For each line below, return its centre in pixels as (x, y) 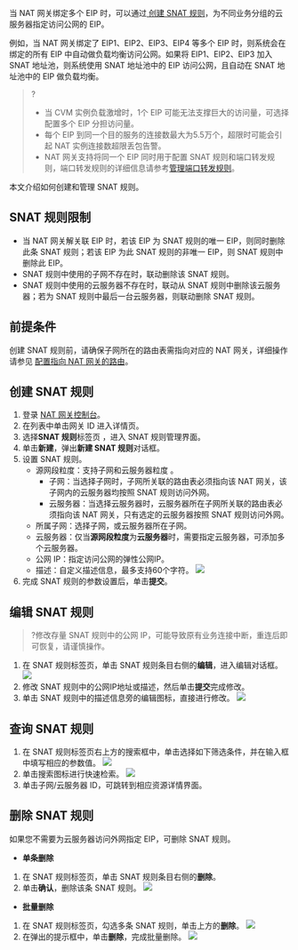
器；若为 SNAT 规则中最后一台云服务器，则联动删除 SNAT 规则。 (141, 296)
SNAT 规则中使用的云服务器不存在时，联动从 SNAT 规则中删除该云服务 (151, 285)
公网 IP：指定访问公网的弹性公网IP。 (102, 559)
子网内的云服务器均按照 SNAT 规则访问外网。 (132, 492)
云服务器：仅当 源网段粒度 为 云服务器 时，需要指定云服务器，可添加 (156, 537)
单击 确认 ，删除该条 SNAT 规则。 (81, 888)
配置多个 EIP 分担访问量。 (92, 124)
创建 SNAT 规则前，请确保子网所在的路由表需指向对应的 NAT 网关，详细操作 (149, 350)
